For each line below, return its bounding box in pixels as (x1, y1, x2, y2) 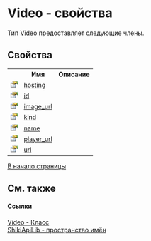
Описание (58, 70, 90, 79)
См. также (7, 182, 57, 194)
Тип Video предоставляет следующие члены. (7, 29, 145, 37)
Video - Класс (7, 218, 50, 227)
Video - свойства (7, 5, 113, 21)
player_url (23, 134, 53, 143)
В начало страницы (7, 162, 67, 170)
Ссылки (7, 202, 33, 211)
